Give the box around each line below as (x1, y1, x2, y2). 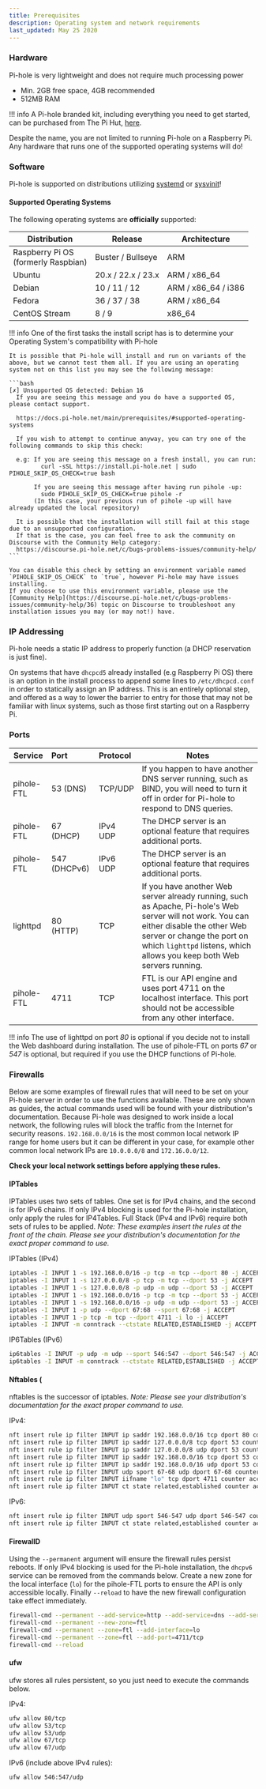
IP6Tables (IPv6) (9, 1335, 63, 1344)
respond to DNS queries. (141, 803, 234, 814)
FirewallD (9, 1536, 41, 1546)
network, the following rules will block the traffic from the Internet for (9, 1120, 234, 1130)
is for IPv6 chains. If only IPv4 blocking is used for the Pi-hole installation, (9, 1205, 249, 1215)
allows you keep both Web (141, 950, 240, 961)
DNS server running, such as (141, 773, 249, 784)
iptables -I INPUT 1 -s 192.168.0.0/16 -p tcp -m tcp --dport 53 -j (9, 1291, 239, 1299)
